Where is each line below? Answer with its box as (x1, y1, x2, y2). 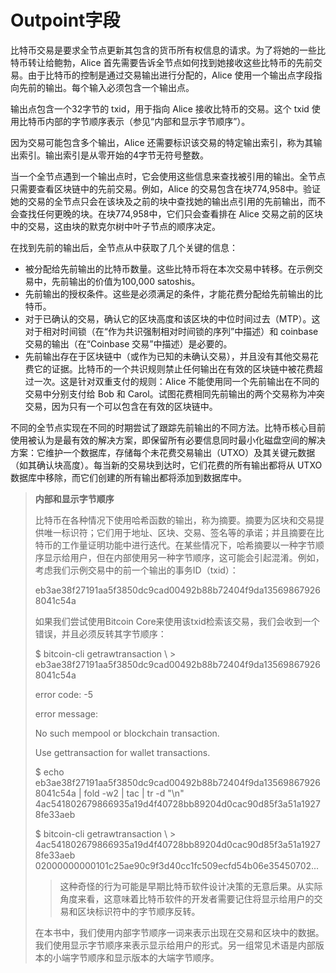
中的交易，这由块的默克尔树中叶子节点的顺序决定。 (10, 220, 221, 232)
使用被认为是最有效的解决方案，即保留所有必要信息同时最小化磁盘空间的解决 (10, 434, 326, 446)
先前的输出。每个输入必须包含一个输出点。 (18, 81, 195, 93)
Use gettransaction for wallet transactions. (34, 746, 211, 758)
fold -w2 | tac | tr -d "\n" (83, 787, 185, 799)
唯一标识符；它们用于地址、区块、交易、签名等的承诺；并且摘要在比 (43, 526, 325, 538)
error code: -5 (34, 688, 93, 700)
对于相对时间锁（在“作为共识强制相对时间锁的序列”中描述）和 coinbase (24, 325, 319, 337)
